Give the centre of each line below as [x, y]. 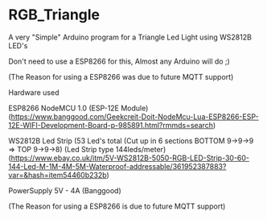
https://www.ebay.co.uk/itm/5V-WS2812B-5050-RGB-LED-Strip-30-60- [130, 158]
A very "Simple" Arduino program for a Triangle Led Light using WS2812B [130, 37]
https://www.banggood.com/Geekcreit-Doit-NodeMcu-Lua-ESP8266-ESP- [135, 116]
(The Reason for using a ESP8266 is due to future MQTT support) [117, 206]
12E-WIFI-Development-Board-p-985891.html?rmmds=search [111, 125]
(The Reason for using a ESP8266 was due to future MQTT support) [121, 76]
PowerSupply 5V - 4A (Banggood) [65, 190]
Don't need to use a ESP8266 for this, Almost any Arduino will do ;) [119, 61]
